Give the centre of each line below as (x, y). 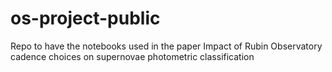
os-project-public (85, 18)
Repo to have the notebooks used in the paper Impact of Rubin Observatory (166, 46)
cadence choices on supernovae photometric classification (132, 56)
